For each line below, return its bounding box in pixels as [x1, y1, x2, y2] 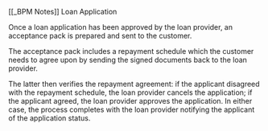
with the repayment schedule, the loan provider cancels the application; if [8, 88, 253, 97]
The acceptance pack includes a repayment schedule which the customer [8, 47, 254, 55]
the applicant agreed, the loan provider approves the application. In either [8, 96, 253, 105]
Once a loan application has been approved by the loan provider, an [8, 23, 233, 31]
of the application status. [8, 113, 91, 123]
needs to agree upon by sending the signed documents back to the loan [8, 55, 248, 64]
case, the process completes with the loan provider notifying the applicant [8, 104, 255, 114]
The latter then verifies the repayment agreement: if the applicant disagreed [8, 80, 260, 88]
